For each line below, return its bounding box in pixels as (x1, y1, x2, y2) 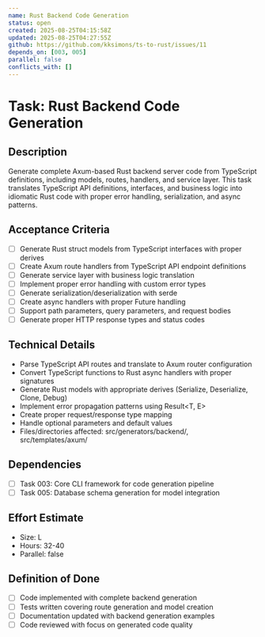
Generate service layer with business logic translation (19, 270, 195, 279)
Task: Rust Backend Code (8, 97, 180, 115)
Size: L (19, 532, 42, 542)
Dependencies (8, 458, 81, 472)
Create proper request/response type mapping (19, 409, 172, 419)
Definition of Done (8, 572, 100, 586)
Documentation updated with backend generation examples (19, 611, 215, 620)
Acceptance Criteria (8, 223, 110, 237)
